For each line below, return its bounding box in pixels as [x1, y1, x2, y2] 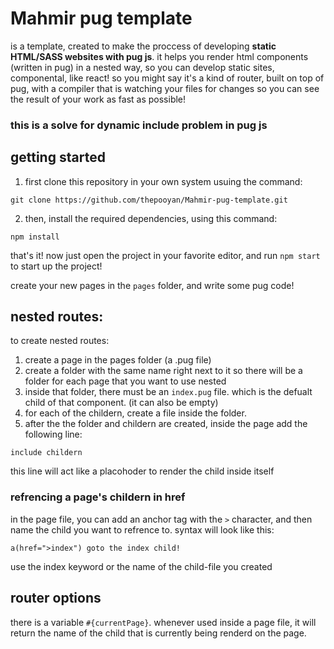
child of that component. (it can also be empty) [24, 397, 219, 409]
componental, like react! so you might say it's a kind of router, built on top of [10, 72, 325, 84]
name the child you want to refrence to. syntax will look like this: [10, 523, 275, 536]
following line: [24, 428, 83, 441]
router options [10, 590, 102, 607]
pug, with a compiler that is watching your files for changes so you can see [10, 82, 320, 94]
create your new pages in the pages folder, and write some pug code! [10, 279, 295, 291]
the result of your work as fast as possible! [10, 93, 187, 105]
